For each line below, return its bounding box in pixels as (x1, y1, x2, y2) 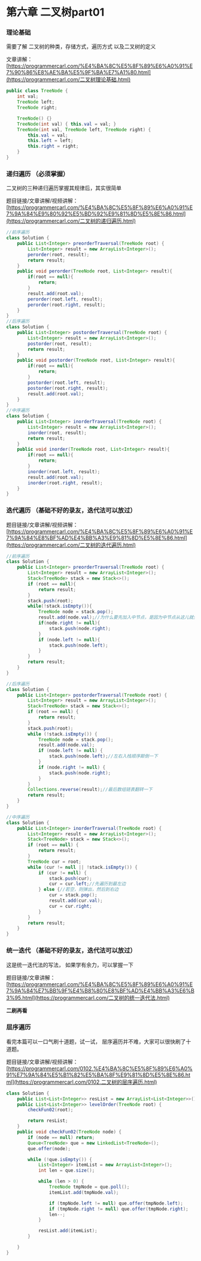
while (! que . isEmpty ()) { (28, 1156, 93, 1162)
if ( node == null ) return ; (28, 1134, 95, 1141)
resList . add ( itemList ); (38, 1228, 98, 1234)
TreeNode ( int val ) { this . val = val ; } (17, 121, 117, 127)
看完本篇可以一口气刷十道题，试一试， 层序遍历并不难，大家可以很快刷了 (6, 1038, 186, 1045)
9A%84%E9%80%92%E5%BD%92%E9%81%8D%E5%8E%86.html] (14, 210, 186, 217)
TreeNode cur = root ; (28, 859, 82, 865)
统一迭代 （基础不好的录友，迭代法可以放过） (6, 947, 136, 955)
